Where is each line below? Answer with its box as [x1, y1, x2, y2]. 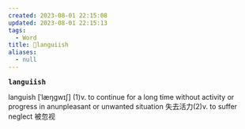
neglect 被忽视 [8, 112, 56, 121]
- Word [15, 33, 37, 42]
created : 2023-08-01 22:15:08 [8, 11, 108, 20]
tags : [8, 26, 26, 34]
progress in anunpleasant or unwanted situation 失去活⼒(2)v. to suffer [8, 101, 238, 111]
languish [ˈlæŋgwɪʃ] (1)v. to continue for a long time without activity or [8, 92, 235, 101]
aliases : [8, 48, 37, 56]
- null [15, 56, 37, 64]
